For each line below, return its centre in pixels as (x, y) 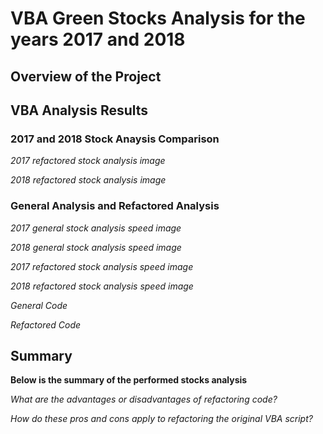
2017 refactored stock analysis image (88, 161)
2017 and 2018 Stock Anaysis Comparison (115, 139)
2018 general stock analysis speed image (96, 247)
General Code (39, 305)
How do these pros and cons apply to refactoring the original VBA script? (161, 419)
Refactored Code (46, 324)
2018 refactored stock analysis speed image (102, 286)
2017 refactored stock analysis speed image (102, 266)
